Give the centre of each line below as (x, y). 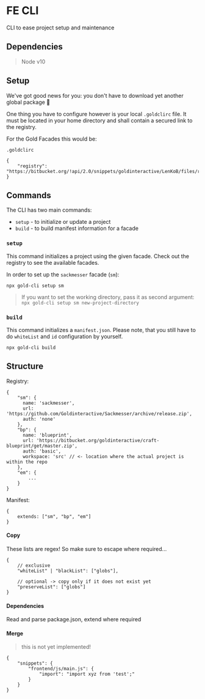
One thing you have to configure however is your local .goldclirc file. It (96, 114)
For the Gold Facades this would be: (52, 139)
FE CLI (23, 11)
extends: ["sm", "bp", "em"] (54, 516)
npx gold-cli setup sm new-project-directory (80, 303)
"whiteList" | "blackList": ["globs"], (68, 571)
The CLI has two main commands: (49, 210)
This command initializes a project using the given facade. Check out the (98, 256)
